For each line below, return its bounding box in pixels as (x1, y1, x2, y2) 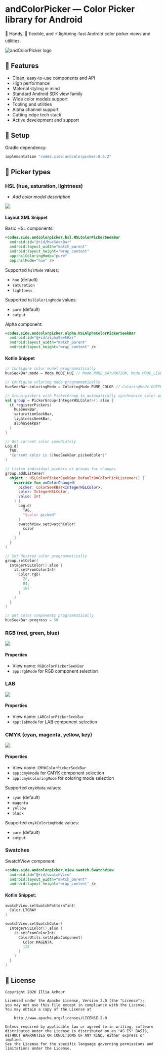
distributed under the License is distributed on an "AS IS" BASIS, (5, 1028, 149, 1033)
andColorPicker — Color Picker (5, 3, 135, 15)
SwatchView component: (5, 858, 56, 864)
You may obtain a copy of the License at (5, 1006, 92, 1012)
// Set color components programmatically (5, 613, 94, 618)
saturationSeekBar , (14, 412, 54, 417)
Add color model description (12, 194, 71, 200)
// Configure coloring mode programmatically (5, 380, 100, 385)
